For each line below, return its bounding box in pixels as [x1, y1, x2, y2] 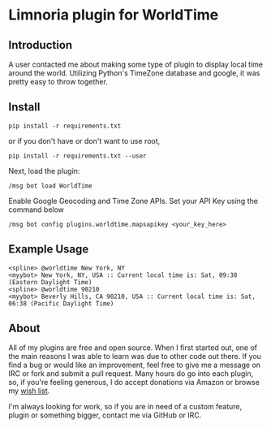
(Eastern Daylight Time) [8, 278, 92, 286]
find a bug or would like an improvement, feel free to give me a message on [8, 360, 261, 370]
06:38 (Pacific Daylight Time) [8, 299, 114, 308]
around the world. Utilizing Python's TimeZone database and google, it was [8, 68, 260, 78]
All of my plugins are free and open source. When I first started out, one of [8, 343, 258, 352]
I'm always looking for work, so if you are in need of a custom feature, [8, 402, 243, 412]
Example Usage [8, 242, 89, 257]
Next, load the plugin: [8, 166, 80, 175]
